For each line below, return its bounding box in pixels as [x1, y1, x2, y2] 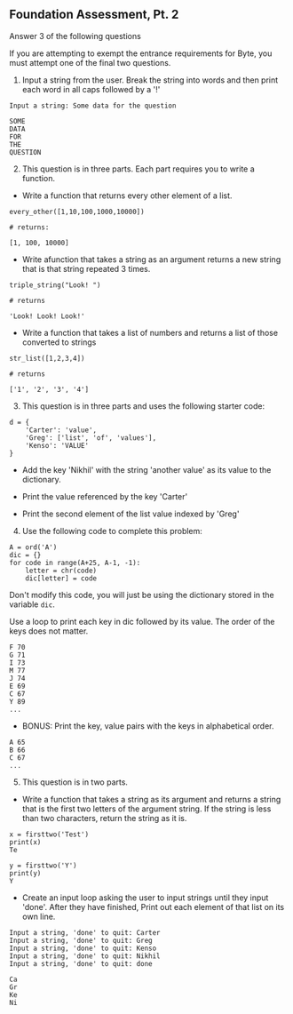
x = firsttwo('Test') [9, 830, 90, 839]
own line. [21, 911, 56, 922]
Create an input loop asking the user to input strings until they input [21, 892, 269, 903]
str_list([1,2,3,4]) [9, 354, 86, 363]
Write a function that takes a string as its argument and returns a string [21, 794, 281, 804]
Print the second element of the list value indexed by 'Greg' [21, 508, 240, 519]
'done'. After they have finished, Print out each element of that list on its [21, 901, 285, 912]
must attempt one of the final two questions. [9, 57, 171, 68]
